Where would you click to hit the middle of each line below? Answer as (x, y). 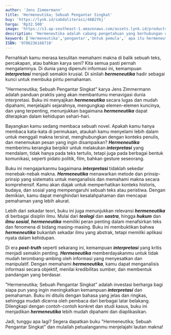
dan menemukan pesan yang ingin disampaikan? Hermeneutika (73, 142)
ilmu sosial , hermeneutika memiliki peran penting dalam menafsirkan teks (83, 221)
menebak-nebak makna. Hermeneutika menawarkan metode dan (74, 174)
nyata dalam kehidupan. (30, 238)
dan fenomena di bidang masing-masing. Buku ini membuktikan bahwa (80, 227)
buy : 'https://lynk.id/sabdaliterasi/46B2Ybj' (55, 19)
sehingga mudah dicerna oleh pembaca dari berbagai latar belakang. (78, 300)
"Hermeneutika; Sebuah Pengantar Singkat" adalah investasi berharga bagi (84, 284)
